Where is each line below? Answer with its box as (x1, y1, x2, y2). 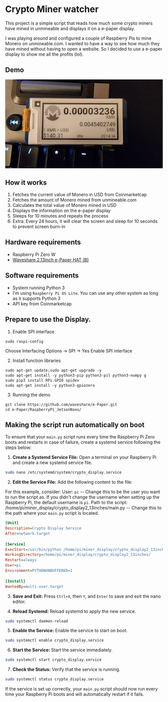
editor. (12, 599, 26, 605)
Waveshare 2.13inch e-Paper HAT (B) (12, 257, 89, 263)
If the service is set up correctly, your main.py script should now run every (5, 686, 158, 692)
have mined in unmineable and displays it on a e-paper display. (5, 25, 135, 31)
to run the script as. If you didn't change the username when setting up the (5, 494, 160, 500)
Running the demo (12, 392, 51, 398)
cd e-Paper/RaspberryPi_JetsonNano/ (5, 407, 81, 412)
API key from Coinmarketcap (12, 300, 72, 307)
